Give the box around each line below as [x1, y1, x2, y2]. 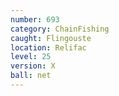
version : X [10, 61, 56, 71]
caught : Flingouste [10, 33, 92, 43]
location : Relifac [10, 42, 87, 53]
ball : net [10, 71, 52, 81]
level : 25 [10, 52, 52, 62]
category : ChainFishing [10, 24, 110, 34]
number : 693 [10, 14, 60, 25]
